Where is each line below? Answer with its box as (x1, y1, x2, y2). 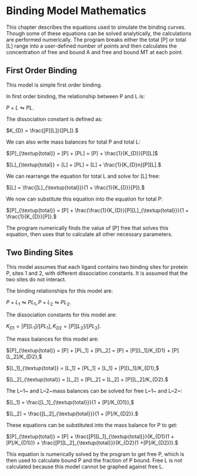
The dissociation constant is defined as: (6, 115, 103, 122)
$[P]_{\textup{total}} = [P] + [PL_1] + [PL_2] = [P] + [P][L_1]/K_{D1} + (6, 347, 171, 354)
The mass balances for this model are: (6, 335, 99, 342)
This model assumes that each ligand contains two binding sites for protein (6, 263, 188, 270)
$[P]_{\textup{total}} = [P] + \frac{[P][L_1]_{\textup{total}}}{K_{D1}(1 (6, 433, 169, 440)
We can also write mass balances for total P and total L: (6, 138, 141, 145)
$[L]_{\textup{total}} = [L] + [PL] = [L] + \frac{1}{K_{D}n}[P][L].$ (6, 161, 162, 168)
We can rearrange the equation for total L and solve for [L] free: (6, 172, 161, 179)
